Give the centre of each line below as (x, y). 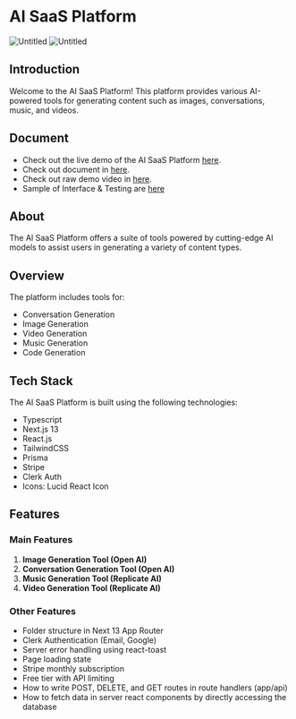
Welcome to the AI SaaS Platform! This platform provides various (128, 90)
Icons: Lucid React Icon (65, 486)
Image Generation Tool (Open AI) (85, 559)
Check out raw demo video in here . (87, 179)
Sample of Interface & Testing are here (93, 188)
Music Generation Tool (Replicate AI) (92, 578)
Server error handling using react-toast (94, 649)
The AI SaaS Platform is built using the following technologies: (124, 402)
